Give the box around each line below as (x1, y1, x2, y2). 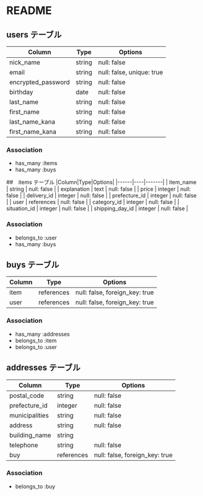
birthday (9, 88, 33, 96)
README (6, 4, 52, 18)
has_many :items (15, 160, 58, 167)
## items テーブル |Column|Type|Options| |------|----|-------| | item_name (6, 179, 197, 186)
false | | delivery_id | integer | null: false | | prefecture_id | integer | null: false (6, 192, 197, 199)
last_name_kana (9, 118, 56, 126)
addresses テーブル (6, 363, 81, 373)
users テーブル (6, 29, 62, 40)
